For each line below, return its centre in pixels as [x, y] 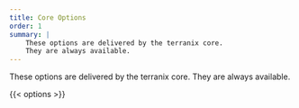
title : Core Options [48, 18]
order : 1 [26, 26]
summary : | [30, 34]
